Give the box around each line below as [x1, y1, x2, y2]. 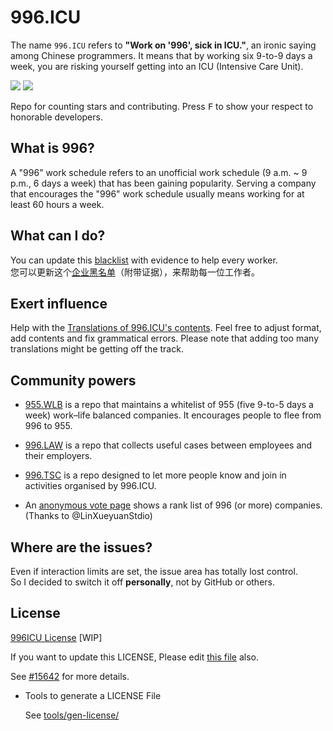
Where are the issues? [10, 539, 153, 556]
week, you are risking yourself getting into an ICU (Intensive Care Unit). [10, 60, 304, 72]
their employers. [24, 450, 93, 462]
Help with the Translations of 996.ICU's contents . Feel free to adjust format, [10, 322, 322, 334]
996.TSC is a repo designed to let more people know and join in [24, 469, 287, 481]
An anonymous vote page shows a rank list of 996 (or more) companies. [24, 499, 323, 511]
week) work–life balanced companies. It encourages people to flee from [24, 409, 322, 421]
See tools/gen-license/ [24, 709, 120, 721]
